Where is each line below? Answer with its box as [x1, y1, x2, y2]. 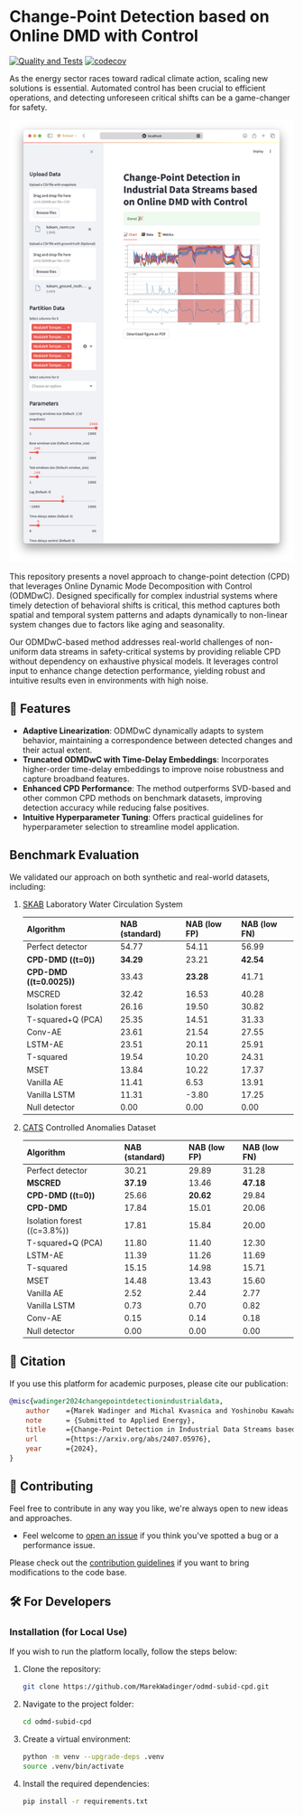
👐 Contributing [9, 1479, 94, 1494]
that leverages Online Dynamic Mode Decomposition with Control [9, 581, 252, 591]
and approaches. [9, 1512, 72, 1523]
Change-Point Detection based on [9, 6, 270, 27]
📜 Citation [9, 1354, 66, 1369]
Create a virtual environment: [22, 1734, 131, 1744]
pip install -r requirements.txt [22, 1797, 149, 1806]
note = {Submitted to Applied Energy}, [25, 1415, 196, 1425]
